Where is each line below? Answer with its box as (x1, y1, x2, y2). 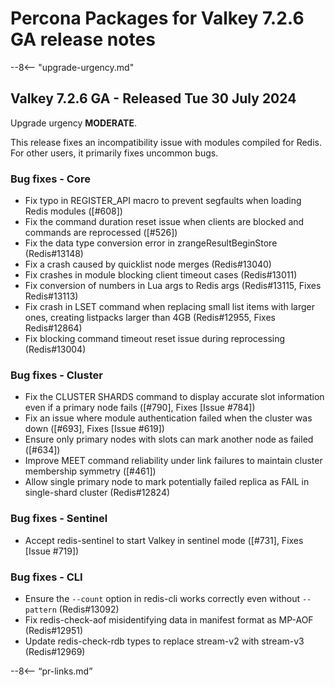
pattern (24, 605, 57, 615)
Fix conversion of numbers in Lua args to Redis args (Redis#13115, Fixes (24, 280, 322, 292)
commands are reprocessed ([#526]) (24, 227, 178, 239)
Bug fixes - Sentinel (10, 512, 108, 526)
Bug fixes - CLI (10, 570, 83, 584)
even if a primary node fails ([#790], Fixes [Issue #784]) (24, 402, 256, 414)
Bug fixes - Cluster (10, 368, 103, 382)
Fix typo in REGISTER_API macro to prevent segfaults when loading (24, 195, 302, 207)
